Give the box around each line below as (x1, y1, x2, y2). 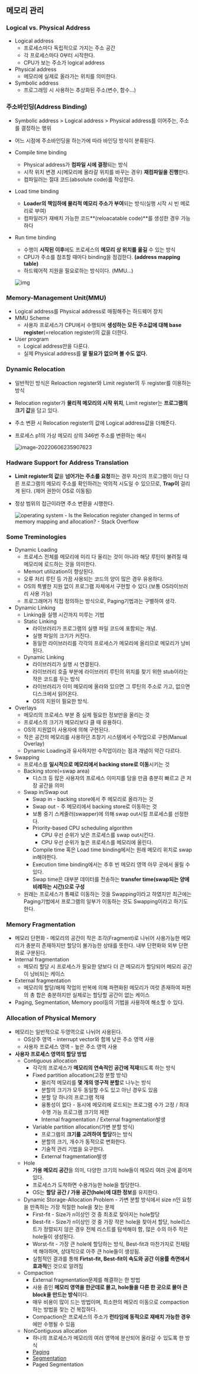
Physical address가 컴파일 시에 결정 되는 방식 (23, 161, 128, 168)
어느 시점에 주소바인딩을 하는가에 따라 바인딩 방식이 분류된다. (14, 137, 155, 144)
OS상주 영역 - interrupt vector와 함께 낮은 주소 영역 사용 (23, 1035, 155, 1042)
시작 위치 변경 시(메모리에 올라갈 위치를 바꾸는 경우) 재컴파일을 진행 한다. (23, 168, 190, 176)
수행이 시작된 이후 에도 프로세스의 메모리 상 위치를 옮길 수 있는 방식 (23, 246, 176, 253)
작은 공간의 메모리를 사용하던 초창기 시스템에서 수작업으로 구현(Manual (23, 734, 187, 741)
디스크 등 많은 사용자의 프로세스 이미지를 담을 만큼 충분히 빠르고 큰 (32, 775, 186, 782)
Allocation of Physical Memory (6, 1014, 96, 1022)
